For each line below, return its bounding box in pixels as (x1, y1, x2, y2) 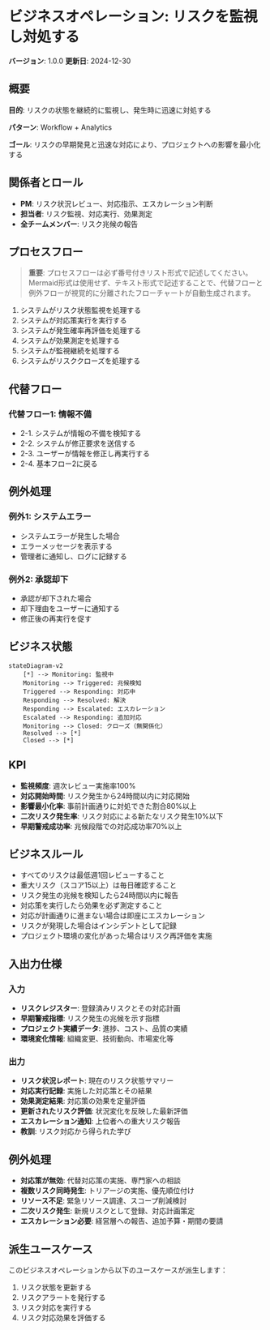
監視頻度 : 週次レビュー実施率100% (19, 780, 136, 790)
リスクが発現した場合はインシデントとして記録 (19, 921, 177, 930)
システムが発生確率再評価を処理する (19, 326, 142, 336)
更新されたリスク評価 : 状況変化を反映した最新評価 (19, 1106, 188, 1116)
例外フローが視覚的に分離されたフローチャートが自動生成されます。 (28, 289, 255, 298)
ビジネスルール (8, 848, 84, 862)
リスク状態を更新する (19, 1282, 92, 1293)
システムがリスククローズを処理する (19, 356, 141, 366)
